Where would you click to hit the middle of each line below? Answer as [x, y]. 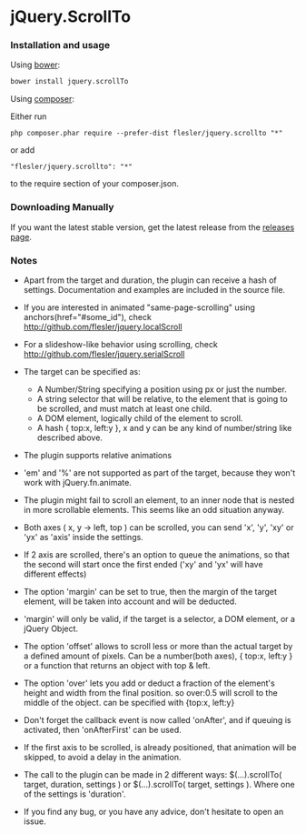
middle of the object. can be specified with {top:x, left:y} [129, 702]
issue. [35, 821]
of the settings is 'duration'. [74, 794]
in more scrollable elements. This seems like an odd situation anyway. [154, 509]
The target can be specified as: [82, 371]
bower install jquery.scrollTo [69, 82]
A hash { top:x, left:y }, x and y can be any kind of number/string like [164, 427]
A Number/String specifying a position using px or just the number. [162, 389]
